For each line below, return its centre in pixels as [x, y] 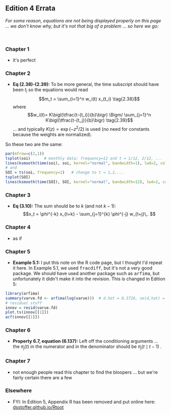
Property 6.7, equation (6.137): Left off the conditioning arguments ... [85, 341]
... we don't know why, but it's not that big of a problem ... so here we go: [82, 26]
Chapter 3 [18, 195]
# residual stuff [24, 303]
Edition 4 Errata [31, 8]
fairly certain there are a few [42, 377]
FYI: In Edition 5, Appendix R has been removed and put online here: [84, 402]
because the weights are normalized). [52, 134]
